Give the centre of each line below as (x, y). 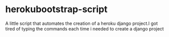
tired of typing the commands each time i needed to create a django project (84, 28)
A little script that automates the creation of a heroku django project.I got (81, 23)
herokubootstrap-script (57, 9)
